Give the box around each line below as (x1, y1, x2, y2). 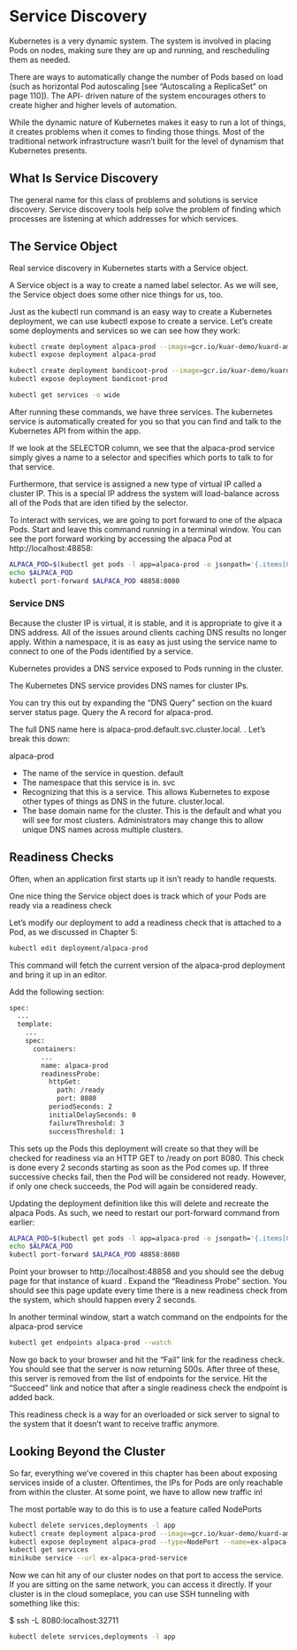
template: (17, 1020, 53, 1029)
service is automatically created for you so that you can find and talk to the (9, 416, 282, 426)
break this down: (9, 733, 71, 743)
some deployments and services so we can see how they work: (9, 325, 240, 336)
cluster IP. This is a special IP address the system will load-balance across (9, 487, 280, 498)
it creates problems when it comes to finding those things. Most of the (9, 126, 265, 136)
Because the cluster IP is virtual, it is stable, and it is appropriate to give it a (9, 618, 283, 628)
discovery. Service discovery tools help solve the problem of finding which (9, 204, 281, 214)
